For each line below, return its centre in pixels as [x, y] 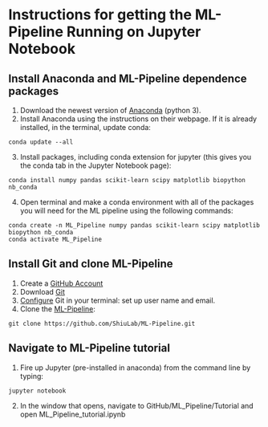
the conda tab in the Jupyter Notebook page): [95, 165]
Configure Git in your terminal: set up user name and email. [118, 300]
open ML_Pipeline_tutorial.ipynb [73, 414]
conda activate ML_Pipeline [55, 239]
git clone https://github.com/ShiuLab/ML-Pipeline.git [102, 323]
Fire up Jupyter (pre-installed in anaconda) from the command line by [135, 368]
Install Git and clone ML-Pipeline [91, 264]
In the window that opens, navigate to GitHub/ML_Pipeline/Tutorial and [137, 405]
